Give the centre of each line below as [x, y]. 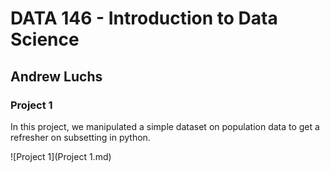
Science [45, 39]
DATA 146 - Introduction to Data [144, 18]
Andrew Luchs [56, 76]
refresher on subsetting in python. [80, 137]
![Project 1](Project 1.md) [61, 156]
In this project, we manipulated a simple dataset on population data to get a [165, 126]
